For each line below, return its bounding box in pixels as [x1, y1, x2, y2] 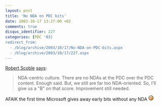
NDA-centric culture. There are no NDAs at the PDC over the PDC [17, 74, 154, 80]
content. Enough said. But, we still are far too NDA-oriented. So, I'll [17, 80, 156, 86]
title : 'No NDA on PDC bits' [5, 13, 67, 19]
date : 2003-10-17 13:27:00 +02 [5, 19, 71, 24]
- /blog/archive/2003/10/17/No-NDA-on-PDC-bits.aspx [10, 45, 123, 50]
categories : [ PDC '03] [5, 35, 53, 40]
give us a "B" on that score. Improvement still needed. [17, 85, 130, 91]
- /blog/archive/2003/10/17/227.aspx [10, 50, 89, 55]
